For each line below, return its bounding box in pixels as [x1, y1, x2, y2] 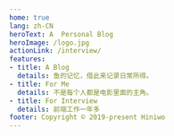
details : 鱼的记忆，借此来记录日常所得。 [17, 72, 153, 81]
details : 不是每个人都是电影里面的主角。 [17, 88, 153, 97]
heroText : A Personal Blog [9, 30, 114, 38]
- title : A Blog [9, 64, 70, 72]
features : [9, 55, 46, 64]
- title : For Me [9, 80, 70, 89]
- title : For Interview [9, 96, 98, 106]
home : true [9, 13, 50, 22]
